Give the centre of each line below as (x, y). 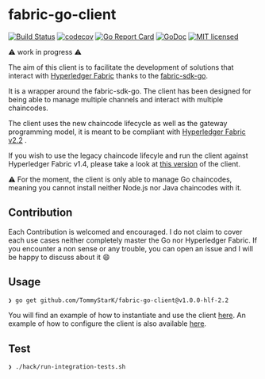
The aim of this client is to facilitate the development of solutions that (121, 67)
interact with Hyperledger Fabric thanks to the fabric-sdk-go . (108, 75)
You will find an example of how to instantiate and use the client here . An (127, 316)
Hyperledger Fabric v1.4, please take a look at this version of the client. (124, 163)
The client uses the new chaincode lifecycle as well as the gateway (118, 123)
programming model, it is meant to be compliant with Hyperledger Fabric (127, 132)
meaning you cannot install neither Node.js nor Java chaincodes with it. (125, 187)
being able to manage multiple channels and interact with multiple (116, 99)
